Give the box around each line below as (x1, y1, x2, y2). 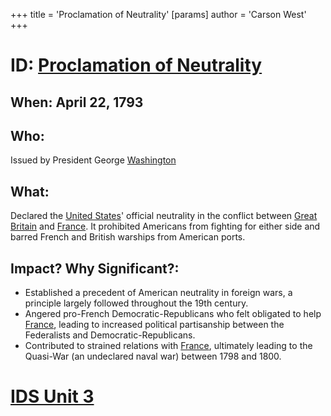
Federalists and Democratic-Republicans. (24, 329, 196, 341)
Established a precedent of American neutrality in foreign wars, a (24, 287, 293, 299)
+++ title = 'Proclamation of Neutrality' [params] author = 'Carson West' (10, 9, 307, 20)
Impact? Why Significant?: (10, 260, 180, 277)
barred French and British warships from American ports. (10, 231, 246, 243)
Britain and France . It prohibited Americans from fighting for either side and (10, 220, 321, 233)
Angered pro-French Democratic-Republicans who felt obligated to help (24, 308, 322, 320)
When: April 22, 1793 (10, 94, 144, 111)
